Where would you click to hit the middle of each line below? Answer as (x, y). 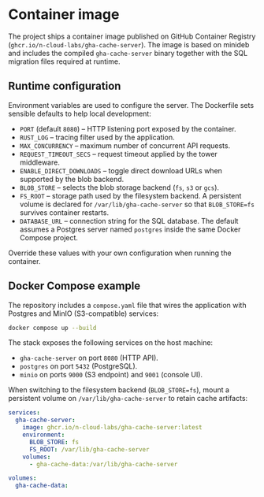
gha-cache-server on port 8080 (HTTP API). (89, 358)
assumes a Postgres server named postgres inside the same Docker (130, 229)
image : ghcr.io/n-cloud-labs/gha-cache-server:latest (112, 428)
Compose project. (49, 237)
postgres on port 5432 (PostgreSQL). (78, 366)
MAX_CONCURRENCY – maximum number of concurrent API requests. (125, 145)
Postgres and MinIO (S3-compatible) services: (84, 313)
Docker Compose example (74, 286)
